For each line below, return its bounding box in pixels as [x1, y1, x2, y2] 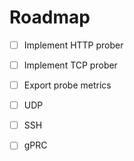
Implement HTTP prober [23, 39, 124, 51]
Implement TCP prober [23, 59, 118, 71]
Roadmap [9, 6, 91, 29]
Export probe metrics [23, 79, 112, 91]
